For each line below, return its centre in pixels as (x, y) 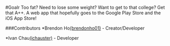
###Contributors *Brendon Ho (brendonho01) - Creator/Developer (75, 28)
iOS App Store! (21, 18)
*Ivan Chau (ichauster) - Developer (42, 38)
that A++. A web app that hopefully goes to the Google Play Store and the (83, 13)
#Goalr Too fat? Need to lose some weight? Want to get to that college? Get (85, 7)
